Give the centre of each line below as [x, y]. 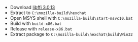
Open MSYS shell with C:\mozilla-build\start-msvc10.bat [71, 18]
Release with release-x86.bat [41, 29]
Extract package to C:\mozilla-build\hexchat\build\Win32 [71, 34]
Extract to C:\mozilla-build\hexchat [48, 13]
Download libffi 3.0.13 [32, 7]
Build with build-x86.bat [36, 23]
